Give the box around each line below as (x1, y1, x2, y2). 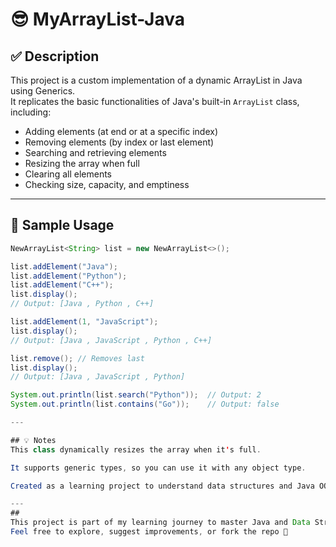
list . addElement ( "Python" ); (10, 271, 128, 281)
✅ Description (10, 48, 100, 65)
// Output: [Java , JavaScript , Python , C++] (10, 335, 213, 345)
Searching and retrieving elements (24, 147, 167, 158)
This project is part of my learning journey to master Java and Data (10, 518, 311, 528)
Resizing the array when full (24, 158, 140, 169)
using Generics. (10, 85, 76, 97)
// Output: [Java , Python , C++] (10, 299, 155, 309)
